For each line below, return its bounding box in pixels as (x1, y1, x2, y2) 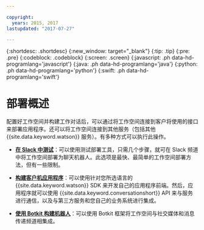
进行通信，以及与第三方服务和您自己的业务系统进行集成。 (15, 197, 160, 204)
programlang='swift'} (6, 74, 60, 81)
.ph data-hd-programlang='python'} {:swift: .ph (6, 67, 125, 74)
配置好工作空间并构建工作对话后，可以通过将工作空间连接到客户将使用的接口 (6, 118, 199, 125)
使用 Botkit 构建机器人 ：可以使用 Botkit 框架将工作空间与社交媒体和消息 (15, 210, 195, 217)
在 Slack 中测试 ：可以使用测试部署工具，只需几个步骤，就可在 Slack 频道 (15, 146, 199, 153)
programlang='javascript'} (6, 60, 72, 68)
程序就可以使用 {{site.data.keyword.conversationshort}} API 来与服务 (20, 189, 194, 197)
